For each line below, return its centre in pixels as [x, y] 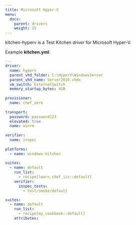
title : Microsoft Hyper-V [32, 10]
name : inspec [23, 140]
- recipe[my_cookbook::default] [52, 214]
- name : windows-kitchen [35, 154]
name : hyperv [23, 70]
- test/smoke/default [45, 191]
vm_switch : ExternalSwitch [37, 84]
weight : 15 [25, 28]
